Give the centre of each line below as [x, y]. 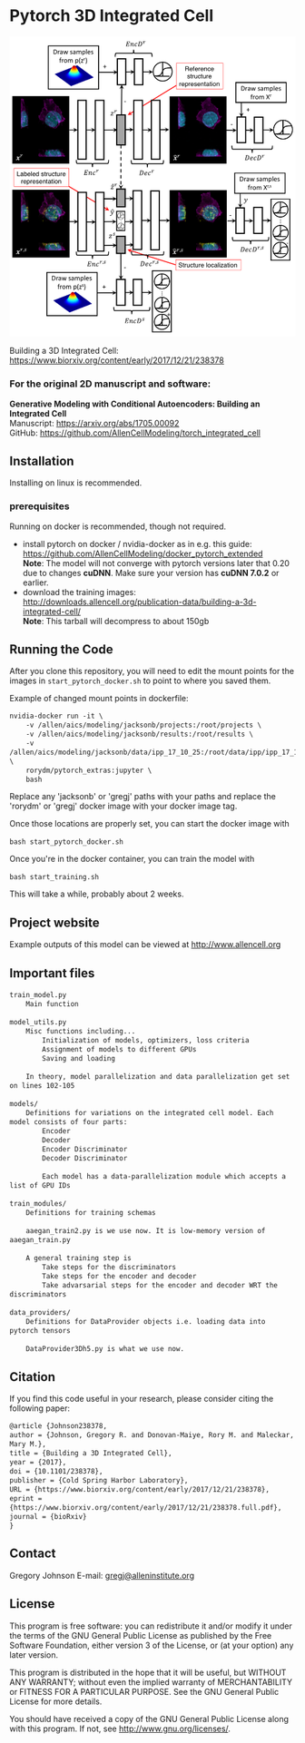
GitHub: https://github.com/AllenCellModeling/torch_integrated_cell [135, 433]
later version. [34, 1655]
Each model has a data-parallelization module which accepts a [164, 1177]
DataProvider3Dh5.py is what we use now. [105, 1349]
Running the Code [61, 650]
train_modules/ [38, 1204]
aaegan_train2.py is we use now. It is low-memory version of [146, 1231]
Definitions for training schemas [91, 1213]
